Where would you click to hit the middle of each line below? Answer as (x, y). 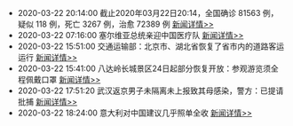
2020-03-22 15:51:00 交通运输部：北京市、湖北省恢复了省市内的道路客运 (151, 46)
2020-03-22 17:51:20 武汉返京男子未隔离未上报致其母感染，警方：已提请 (150, 91)
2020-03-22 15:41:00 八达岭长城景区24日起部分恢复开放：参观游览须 (144, 68)
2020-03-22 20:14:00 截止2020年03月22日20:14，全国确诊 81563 (139, 13)
